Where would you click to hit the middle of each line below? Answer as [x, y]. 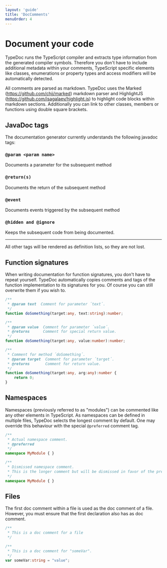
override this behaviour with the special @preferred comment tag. [72, 426]
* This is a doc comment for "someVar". [50, 551]
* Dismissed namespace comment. [41, 467]
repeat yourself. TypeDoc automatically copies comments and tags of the [80, 280]
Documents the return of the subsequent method [55, 187]
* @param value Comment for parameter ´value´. [59, 327]
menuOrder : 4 [19, 19]
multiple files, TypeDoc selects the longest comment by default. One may [80, 420]
